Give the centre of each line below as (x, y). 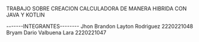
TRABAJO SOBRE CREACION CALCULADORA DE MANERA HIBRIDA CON (97, 9)
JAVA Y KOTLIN (25, 15)
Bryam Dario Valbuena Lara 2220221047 (56, 33)
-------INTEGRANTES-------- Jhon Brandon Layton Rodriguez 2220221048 (100, 26)
